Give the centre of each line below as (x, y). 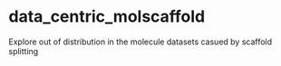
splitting (24, 51)
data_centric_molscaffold (107, 17)
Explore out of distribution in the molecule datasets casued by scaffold (140, 42)
